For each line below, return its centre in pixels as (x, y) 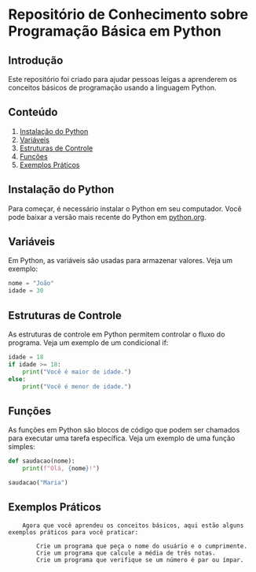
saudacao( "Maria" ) (38, 482)
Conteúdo (33, 112)
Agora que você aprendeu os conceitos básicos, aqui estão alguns (133, 526)
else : (17, 379)
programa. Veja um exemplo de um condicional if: (88, 343)
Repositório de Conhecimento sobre (128, 15)
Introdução (36, 60)
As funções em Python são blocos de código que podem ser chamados (124, 430)
